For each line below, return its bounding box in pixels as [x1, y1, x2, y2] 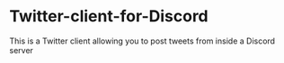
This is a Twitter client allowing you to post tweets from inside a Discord [9, 35, 276, 46]
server [9, 44, 34, 55]
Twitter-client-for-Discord [9, 6, 209, 27]
